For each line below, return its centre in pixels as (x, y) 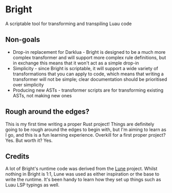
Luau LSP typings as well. (33, 185)
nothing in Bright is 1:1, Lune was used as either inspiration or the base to (82, 174)
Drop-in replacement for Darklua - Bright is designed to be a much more (89, 52)
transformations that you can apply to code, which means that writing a (88, 74)
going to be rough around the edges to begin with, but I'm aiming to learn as (86, 130)
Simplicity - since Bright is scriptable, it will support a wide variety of (85, 68)
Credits (17, 156)
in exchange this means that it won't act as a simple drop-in (76, 63)
